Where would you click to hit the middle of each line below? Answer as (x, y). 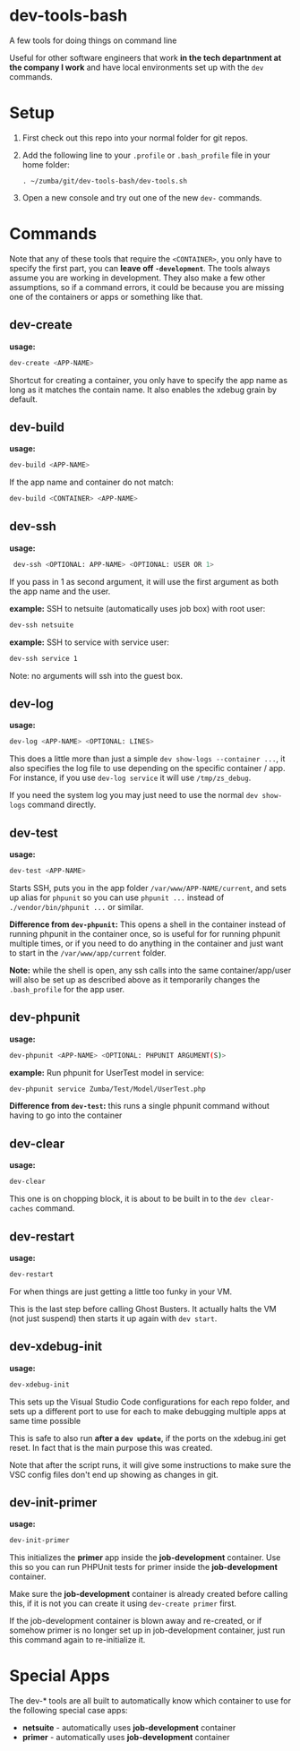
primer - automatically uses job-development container (126, 1738)
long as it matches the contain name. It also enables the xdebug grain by (143, 390)
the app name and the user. (60, 591)
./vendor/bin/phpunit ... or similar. (77, 906)
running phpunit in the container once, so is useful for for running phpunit (145, 933)
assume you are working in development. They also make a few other (137, 278)
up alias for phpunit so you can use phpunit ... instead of (117, 897)
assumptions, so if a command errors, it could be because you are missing (147, 287)
